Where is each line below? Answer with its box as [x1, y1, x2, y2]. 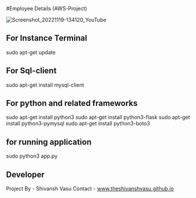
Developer [6, 169, 45, 179]
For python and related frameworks [6, 98, 138, 108]
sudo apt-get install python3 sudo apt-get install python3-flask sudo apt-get [6, 114, 190, 121]
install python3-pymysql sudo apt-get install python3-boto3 [6, 120, 150, 127]
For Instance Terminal [6, 33, 88, 43]
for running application [6, 137, 92, 147]
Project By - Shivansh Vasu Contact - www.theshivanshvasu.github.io [6, 185, 174, 192]
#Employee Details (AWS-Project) [6, 5, 88, 12]
